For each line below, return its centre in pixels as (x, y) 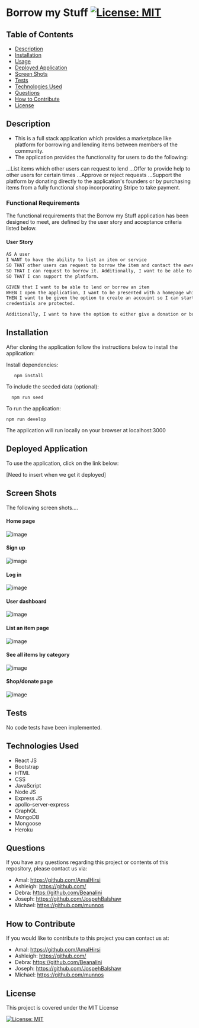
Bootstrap (27, 766)
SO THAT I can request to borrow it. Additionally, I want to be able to (99, 271)
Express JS (28, 798)
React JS (26, 760)
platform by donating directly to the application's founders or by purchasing (98, 181)
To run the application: (33, 408)
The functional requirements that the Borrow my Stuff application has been (97, 216)
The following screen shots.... (42, 507)
